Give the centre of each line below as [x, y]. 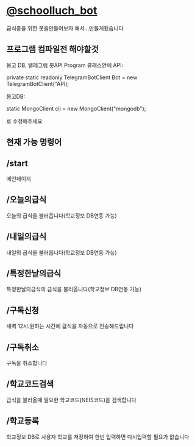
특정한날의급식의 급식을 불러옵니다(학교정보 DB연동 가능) [74, 289]
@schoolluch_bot [52, 11]
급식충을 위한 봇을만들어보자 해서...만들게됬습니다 [65, 28]
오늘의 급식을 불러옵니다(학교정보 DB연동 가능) [62, 215]
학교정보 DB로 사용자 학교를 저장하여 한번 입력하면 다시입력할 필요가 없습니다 [98, 437]
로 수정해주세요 [24, 121]
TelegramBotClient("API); [38, 83]
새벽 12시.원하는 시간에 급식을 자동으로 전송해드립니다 [70, 326]
